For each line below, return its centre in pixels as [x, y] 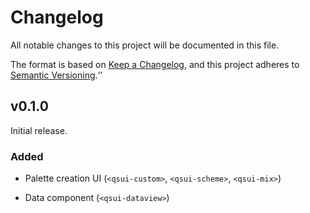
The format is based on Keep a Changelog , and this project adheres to [155, 64]
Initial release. [39, 130]
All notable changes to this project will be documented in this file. [145, 45]
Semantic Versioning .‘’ [56, 75]
